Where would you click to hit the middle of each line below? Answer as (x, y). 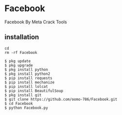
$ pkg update (18, 61)
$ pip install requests (29, 78)
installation (22, 37)
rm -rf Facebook (21, 52)
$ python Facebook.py (26, 108)
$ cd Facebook (19, 103)
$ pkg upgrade (19, 65)
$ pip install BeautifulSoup (34, 91)
